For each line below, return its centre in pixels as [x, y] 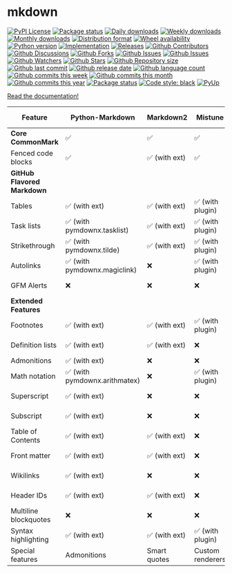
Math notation [33, 376]
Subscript [27, 415]
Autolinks [26, 265]
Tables [21, 206]
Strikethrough [33, 245]
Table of [24, 431]
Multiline [25, 511]
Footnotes [27, 325]
